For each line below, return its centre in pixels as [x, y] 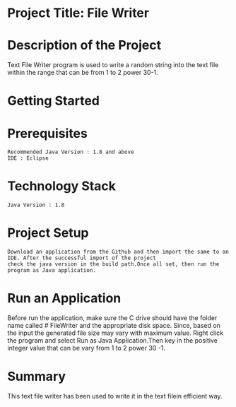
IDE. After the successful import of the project [82, 258]
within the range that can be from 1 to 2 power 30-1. [83, 73]
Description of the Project [84, 46]
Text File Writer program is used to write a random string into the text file [113, 65]
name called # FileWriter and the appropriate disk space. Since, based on [114, 326]
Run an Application [64, 299]
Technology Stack [62, 186]
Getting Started [54, 101]
